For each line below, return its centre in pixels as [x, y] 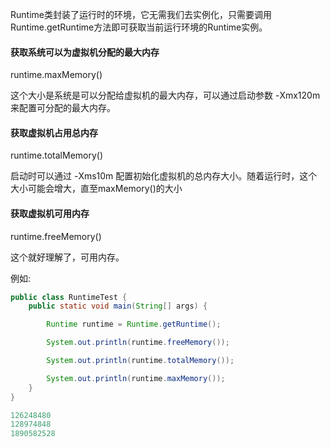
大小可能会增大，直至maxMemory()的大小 [96, 189]
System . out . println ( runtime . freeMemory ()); [138, 343]
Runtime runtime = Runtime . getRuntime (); [134, 324]
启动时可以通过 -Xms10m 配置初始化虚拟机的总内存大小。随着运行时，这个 [164, 176]
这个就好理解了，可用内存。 [67, 257]
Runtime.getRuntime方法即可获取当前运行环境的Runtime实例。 [139, 27]
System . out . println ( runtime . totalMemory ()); [140, 361]
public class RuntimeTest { [69, 297]
